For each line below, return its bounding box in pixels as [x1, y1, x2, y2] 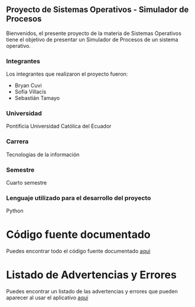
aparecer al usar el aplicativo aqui [6, 294, 89, 301]
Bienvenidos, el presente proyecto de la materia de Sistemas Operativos [6, 30, 182, 37]
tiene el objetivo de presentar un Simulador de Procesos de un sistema [6, 35, 178, 43]
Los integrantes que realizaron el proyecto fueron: [6, 70, 128, 77]
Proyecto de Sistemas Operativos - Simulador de [6, 5, 189, 15]
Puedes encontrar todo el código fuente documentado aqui [6, 248, 151, 255]
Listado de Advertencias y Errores [6, 269, 177, 282]
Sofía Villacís [14, 88, 47, 95]
